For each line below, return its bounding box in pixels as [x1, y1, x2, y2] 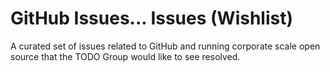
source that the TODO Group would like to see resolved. [10, 50, 241, 62]
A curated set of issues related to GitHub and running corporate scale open [10, 40, 321, 52]
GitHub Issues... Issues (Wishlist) [10, 7, 294, 30]
